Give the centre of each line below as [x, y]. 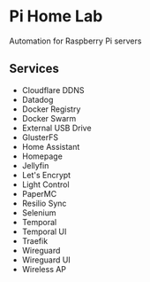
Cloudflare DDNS [53, 90]
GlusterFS [40, 137]
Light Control [45, 184]
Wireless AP [44, 269]
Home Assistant [51, 146]
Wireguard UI [46, 260]
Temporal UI [44, 231]
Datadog [37, 99]
